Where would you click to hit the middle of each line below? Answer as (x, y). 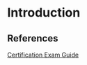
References (33, 38)
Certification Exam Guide (43, 55)
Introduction (44, 13)
